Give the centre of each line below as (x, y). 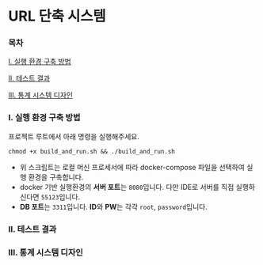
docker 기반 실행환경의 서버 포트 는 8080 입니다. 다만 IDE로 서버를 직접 (127, 187)
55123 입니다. (61, 197)
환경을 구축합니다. (56, 177)
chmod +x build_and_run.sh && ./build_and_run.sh (92, 151)
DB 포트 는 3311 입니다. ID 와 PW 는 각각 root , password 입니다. (113, 206)
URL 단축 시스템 (57, 16)
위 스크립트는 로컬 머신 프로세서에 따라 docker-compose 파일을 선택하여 (132, 167)
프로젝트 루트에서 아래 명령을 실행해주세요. (74, 136)
